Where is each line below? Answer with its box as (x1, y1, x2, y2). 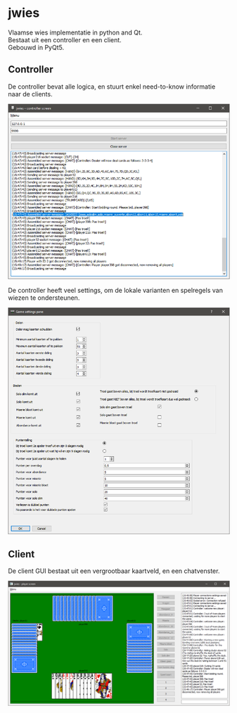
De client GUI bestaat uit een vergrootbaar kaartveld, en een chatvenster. (8, 567, 220, 575)
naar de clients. (8, 89, 53, 98)
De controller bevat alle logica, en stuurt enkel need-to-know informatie (8, 82, 216, 91)
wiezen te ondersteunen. (8, 294, 80, 302)
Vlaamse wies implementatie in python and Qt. (8, 28, 143, 37)
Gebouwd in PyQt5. (8, 43, 65, 51)
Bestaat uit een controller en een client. (8, 35, 122, 44)
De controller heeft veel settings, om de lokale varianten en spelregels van (8, 286, 224, 294)
